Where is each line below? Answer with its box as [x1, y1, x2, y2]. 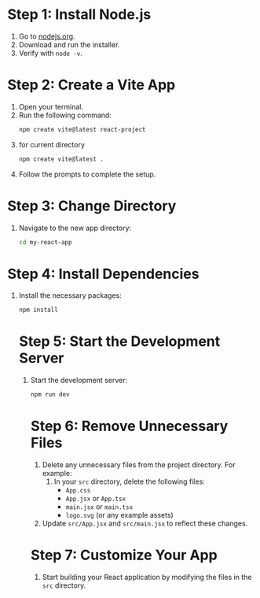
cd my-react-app [18, 238, 72, 246]
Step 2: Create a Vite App [7, 76, 176, 94]
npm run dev [30, 391, 70, 399]
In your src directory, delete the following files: [53, 477, 205, 486]
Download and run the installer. [18, 39, 120, 49]
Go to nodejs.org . [18, 32, 75, 41]
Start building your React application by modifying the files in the [42, 572, 252, 581]
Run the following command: [18, 110, 112, 120]
